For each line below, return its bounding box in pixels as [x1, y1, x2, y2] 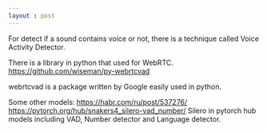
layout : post [8, 11, 56, 20]
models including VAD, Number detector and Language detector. [8, 114, 221, 124]
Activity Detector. [8, 42, 66, 52]
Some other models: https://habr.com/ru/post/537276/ [8, 97, 188, 106]
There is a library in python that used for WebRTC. [8, 58, 174, 67]
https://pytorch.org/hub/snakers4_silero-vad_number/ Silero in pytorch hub [8, 106, 257, 115]
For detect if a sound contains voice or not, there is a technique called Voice [8, 34, 260, 43]
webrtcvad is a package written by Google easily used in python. [8, 82, 222, 91]
